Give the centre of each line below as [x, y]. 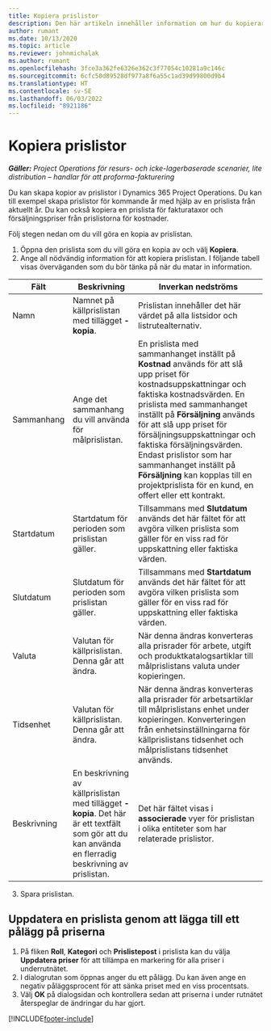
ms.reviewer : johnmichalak [54, 53]
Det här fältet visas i [176, 809]
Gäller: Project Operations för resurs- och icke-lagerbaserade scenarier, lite [135, 168]
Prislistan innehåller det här [190, 305]
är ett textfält [96, 823]
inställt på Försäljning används [197, 415]
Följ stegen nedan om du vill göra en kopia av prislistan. [101, 234]
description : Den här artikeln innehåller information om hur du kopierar [137, 23]
